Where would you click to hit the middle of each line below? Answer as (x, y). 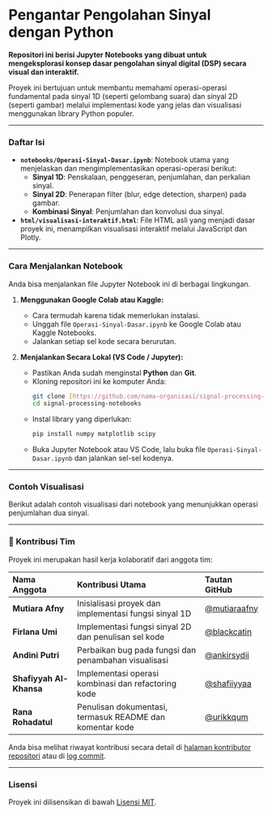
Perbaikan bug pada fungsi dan (136, 649)
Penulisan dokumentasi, (122, 706)
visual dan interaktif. (44, 71)
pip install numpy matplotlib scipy (94, 434)
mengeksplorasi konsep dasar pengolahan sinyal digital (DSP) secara (127, 63)
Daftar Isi (27, 142)
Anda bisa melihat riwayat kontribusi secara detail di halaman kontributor (130, 747)
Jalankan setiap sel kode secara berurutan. (104, 341)
